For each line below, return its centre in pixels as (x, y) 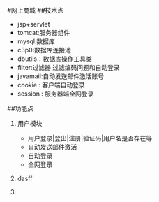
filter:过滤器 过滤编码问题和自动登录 (68, 67)
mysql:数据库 (36, 41)
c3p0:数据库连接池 (44, 50)
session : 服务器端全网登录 (55, 94)
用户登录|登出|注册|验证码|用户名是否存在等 (90, 138)
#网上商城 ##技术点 (36, 10)
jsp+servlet (33, 24)
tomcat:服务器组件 (44, 33)
